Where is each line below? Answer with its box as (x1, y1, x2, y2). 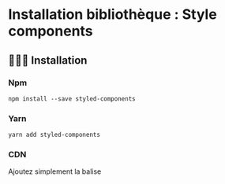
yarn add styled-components (8, 131, 101, 139)
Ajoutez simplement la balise (8, 167, 102, 176)
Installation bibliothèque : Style (8, 6, 217, 24)
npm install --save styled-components (8, 94, 136, 103)
